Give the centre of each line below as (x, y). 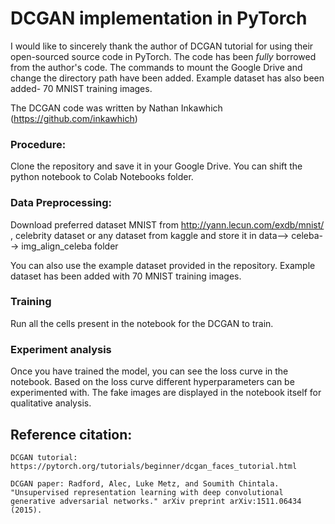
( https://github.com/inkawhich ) (74, 118)
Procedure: (38, 144)
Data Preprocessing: (61, 203)
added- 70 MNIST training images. (81, 88)
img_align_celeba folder (70, 246)
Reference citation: (71, 434)
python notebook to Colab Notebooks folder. (102, 177)
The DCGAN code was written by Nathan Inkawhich (116, 108)
